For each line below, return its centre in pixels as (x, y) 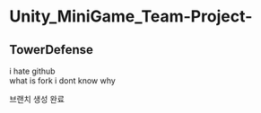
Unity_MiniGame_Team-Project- (131, 17)
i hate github (32, 71)
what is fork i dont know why (63, 81)
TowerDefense (52, 50)
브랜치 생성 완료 (37, 99)
